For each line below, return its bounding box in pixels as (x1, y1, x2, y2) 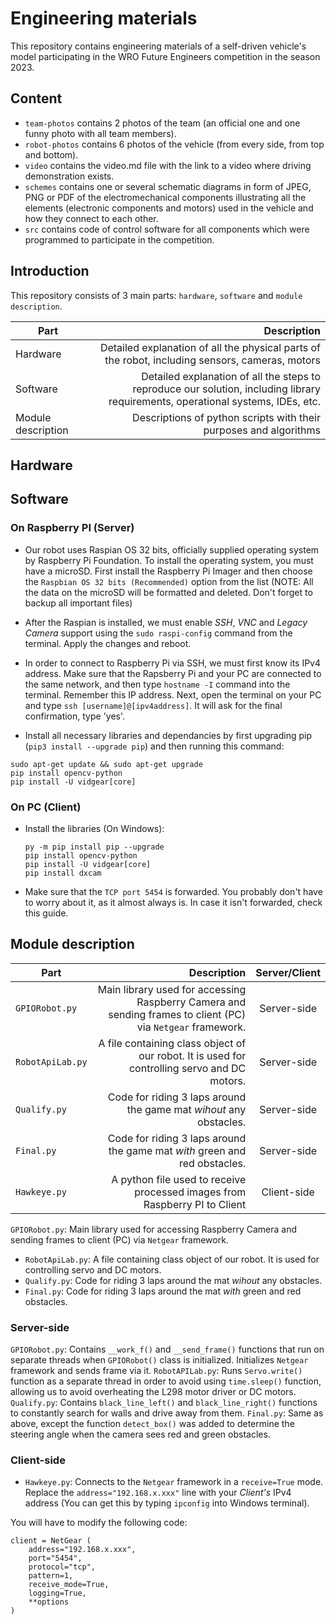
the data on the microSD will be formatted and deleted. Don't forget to (24, 586, 313, 598)
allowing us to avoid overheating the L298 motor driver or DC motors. (10, 1386, 297, 1398)
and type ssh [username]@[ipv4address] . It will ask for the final (24, 699, 283, 711)
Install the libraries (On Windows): (24, 822, 165, 834)
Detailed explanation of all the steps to (141, 369, 321, 383)
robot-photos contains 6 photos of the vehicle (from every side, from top (24, 138, 325, 150)
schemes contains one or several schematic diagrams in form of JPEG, (24, 180, 312, 192)
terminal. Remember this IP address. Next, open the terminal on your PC (24, 688, 322, 701)
